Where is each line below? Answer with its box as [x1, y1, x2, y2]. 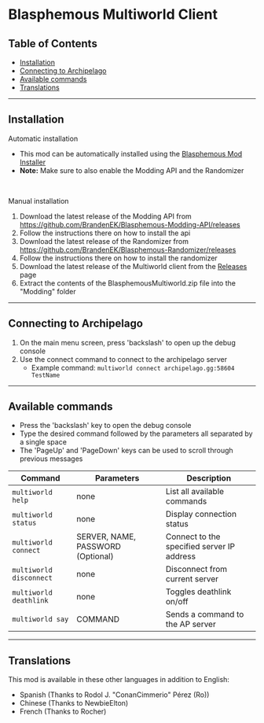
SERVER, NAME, [75, 531, 136, 542]
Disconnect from [165, 564, 228, 575]
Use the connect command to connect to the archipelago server [19, 354, 228, 363]
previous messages [19, 454, 83, 463]
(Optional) [75, 551, 114, 562]
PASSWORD [75, 541, 122, 552]
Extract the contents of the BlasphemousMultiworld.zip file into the [19, 278, 236, 288]
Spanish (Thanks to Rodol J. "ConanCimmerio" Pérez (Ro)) [19, 690, 210, 699]
